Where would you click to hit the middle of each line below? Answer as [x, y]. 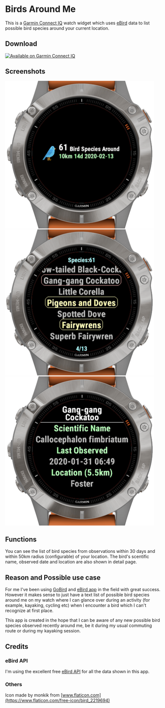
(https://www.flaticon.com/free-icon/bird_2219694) [57, 701]
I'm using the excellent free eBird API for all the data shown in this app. [77, 671]
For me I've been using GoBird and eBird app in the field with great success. [83, 590]
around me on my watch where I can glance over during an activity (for [78, 600]
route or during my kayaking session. [43, 631]
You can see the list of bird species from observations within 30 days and [80, 551]
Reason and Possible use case [53, 577]
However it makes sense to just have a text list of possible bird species [77, 595]
